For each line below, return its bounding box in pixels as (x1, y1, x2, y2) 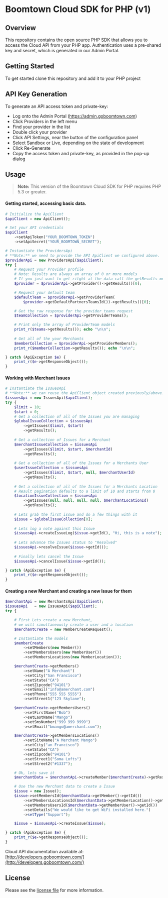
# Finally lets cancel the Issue (14, 554, 84, 559)
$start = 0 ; (14, 409, 39, 414)
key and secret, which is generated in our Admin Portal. (5, 48, 119, 53)
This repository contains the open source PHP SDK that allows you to (5, 37, 148, 43)
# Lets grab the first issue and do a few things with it (14, 512, 137, 517)
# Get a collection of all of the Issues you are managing (14, 414, 140, 419)
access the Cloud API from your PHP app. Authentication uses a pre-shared (5, 42, 161, 48)
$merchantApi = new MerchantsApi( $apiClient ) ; (5, 599, 104, 604)
